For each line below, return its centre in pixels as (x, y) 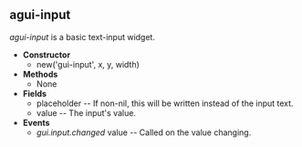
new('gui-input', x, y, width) (88, 64)
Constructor (47, 55)
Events (36, 122)
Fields (35, 93)
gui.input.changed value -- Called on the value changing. (144, 132)
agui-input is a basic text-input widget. (82, 37)
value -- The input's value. (86, 112)
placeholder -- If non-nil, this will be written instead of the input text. (165, 103)
